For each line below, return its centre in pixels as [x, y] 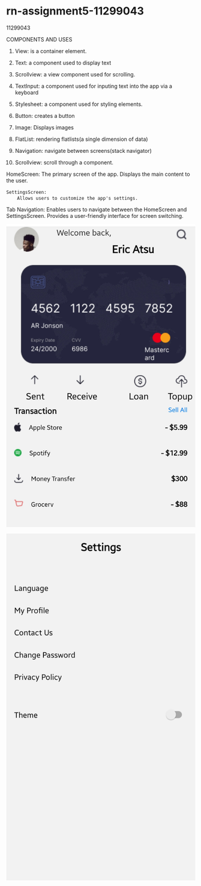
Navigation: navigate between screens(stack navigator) [83, 150]
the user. [17, 180]
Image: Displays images [44, 127]
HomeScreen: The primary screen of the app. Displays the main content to [98, 174]
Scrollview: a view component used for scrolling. [75, 74]
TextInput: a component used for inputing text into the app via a [94, 86]
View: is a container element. [51, 51]
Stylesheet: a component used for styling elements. [79, 104]
